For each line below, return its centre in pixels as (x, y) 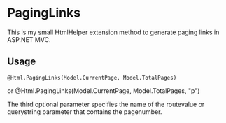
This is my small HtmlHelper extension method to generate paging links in (113, 32)
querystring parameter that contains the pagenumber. (85, 111)
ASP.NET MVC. (29, 39)
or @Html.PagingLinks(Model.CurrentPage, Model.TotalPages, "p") (104, 91)
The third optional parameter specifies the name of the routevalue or (106, 104)
